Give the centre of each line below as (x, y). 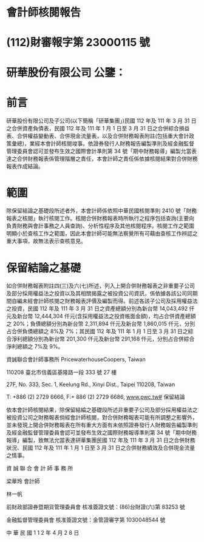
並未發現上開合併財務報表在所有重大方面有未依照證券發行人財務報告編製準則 (102, 425)
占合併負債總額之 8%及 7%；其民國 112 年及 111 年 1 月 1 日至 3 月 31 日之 (97, 331)
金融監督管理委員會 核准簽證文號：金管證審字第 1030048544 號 (86, 520)
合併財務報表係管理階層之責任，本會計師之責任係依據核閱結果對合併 (102, 158)
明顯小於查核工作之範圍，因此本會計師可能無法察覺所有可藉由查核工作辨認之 (102, 234)
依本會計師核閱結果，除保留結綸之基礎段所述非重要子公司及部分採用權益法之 (102, 410)
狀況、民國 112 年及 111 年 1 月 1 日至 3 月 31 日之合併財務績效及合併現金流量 (101, 448)
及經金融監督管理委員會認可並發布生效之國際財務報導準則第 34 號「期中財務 (102, 433)
